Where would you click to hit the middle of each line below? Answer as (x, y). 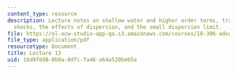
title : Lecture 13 (34, 54)
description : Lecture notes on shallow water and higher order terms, (113, 20)
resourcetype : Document (42, 47)
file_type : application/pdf (49, 40)
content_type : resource (42, 14)
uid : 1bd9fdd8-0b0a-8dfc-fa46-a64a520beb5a (72, 60)
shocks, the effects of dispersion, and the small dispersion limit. (118, 27)
